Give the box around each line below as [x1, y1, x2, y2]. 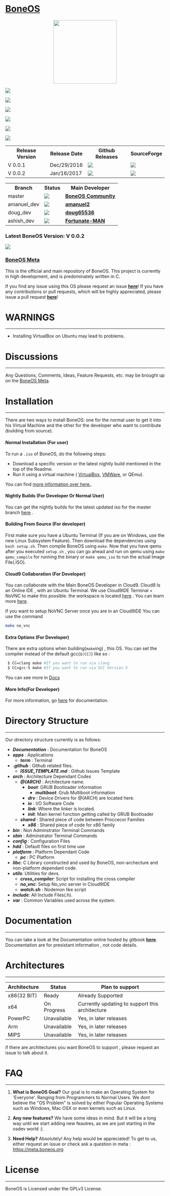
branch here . [5, 509, 33, 515]
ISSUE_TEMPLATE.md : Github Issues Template [20, 768, 120, 774]
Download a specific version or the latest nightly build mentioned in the [12, 460, 161, 466]
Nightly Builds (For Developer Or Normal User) [5, 493, 105, 499]
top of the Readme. [12, 466, 53, 472]
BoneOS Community [65, 192, 115, 199]
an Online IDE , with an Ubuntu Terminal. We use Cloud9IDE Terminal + [5, 588, 153, 594]
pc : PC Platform [20, 854, 55, 860]
